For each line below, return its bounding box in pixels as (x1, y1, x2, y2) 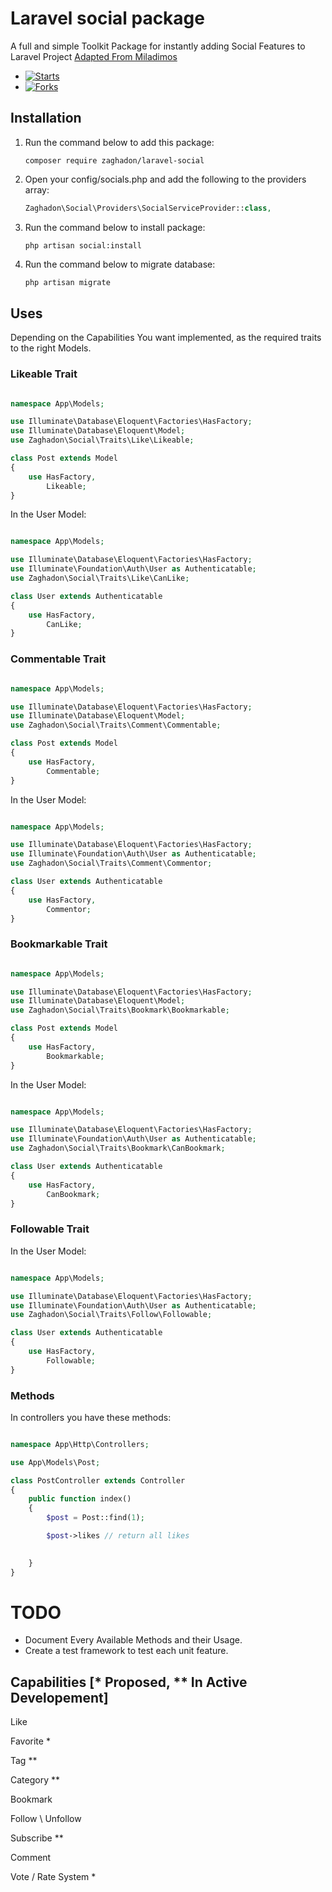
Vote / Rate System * (10, 1871, 97, 1883)
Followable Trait (10, 1222, 90, 1236)
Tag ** (10, 1755, 38, 1767)
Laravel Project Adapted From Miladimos (10, 50, 178, 62)
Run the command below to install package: (24, 221, 206, 233)
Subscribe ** (10, 1832, 64, 1844)
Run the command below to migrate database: (24, 258, 216, 270)
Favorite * (10, 1735, 51, 1747)
